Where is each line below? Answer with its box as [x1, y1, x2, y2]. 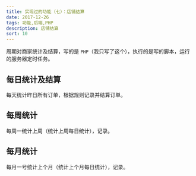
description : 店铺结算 [6, 25, 59, 32]
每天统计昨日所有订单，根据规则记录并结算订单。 [6, 91, 126, 98]
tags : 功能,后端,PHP [6, 20, 53, 26]
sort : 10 [6, 31, 28, 37]
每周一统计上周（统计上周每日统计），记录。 [6, 127, 113, 134]
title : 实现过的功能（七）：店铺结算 [6, 8, 85, 15]
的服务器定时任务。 [6, 55, 53, 62]
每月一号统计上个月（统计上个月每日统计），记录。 [6, 163, 129, 170]
